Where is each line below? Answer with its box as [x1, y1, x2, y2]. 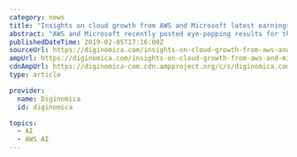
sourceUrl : [9, 46, 49, 55]
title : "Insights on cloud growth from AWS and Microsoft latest [9, 21, 255, 30]
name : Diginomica [17, 94, 81, 103]
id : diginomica [17, 102, 73, 111]
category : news [9, 12, 65, 22]
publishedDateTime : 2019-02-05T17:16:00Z [9, 37, 164, 47]
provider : [9, 86, 46, 95]
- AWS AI [17, 135, 49, 144]
